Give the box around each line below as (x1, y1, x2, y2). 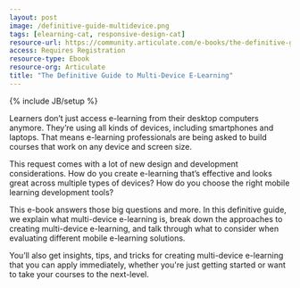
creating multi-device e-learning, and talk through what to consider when (9, 223, 279, 234)
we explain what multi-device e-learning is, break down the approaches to (9, 213, 283, 224)
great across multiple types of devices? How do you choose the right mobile (9, 177, 290, 188)
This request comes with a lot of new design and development (9, 158, 238, 169)
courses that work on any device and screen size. (9, 141, 193, 152)
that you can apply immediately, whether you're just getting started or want (9, 259, 286, 270)
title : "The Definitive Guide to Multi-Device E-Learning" (9, 71, 234, 80)
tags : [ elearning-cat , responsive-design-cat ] (9, 29, 186, 38)
